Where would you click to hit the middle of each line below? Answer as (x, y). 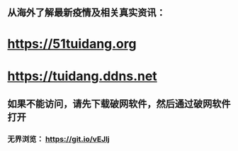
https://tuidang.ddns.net (82, 76)
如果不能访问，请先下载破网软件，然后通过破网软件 (119, 104)
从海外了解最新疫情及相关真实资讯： (86, 13)
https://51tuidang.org (72, 44)
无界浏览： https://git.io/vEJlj (58, 139)
